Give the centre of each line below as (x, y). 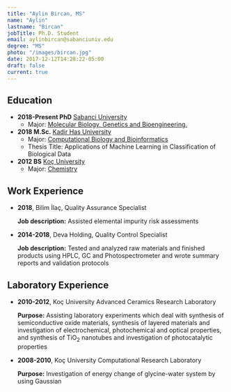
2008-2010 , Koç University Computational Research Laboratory (109, 360)
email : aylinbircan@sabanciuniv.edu (60, 40)
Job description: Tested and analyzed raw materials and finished (111, 248)
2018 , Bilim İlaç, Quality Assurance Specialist (82, 208)
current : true (28, 72)
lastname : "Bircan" (35, 27)
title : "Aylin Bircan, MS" (46, 14)
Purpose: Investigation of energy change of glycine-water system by (116, 373)
